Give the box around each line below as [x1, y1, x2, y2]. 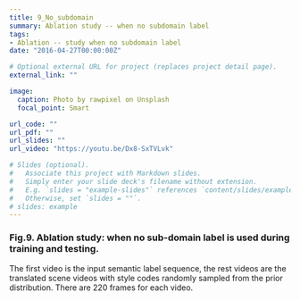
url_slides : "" [9, 136, 66, 146]
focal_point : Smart [17, 104, 90, 112]
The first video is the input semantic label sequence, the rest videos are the [9, 262, 287, 273]
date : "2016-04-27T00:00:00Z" [9, 46, 122, 55]
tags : [9, 29, 29, 38]
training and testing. [9, 243, 100, 255]
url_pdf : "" [9, 128, 54, 137]
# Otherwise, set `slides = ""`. [9, 194, 142, 203]
